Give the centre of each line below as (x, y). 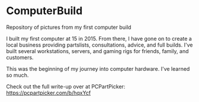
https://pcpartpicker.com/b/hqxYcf (49, 93)
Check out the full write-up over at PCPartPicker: (66, 86)
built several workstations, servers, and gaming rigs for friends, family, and (97, 51)
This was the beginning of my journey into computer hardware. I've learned (98, 68)
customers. (20, 57)
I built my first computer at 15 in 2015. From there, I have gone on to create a (99, 38)
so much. (17, 75)
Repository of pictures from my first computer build (69, 27)
